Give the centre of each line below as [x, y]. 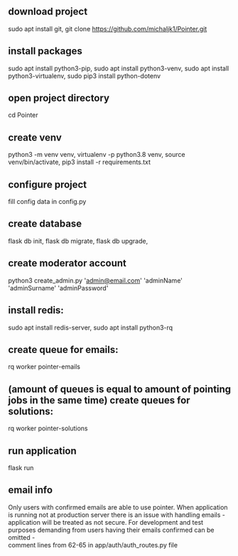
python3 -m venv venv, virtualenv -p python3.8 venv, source [97, 155]
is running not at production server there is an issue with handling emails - [117, 515]
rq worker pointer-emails [44, 367]
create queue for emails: [63, 350]
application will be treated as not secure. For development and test [106, 522]
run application [42, 451]
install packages [45, 51]
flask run [21, 467]
